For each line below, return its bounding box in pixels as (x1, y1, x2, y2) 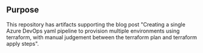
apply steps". (6, 40, 39, 47)
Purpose (6, 5, 39, 15)
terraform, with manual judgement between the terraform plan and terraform (6, 33, 197, 41)
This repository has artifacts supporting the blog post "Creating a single (6, 20, 186, 28)
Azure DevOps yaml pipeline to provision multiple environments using (6, 27, 180, 34)
